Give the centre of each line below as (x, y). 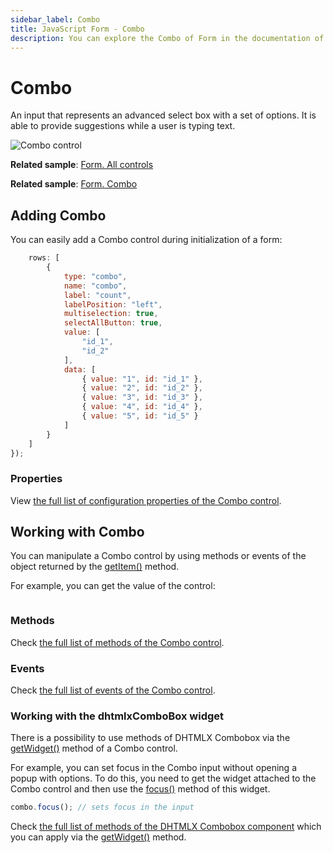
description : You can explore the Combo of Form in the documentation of (167, 38)
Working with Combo (77, 532)
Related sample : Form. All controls (82, 165)
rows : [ (44, 258)
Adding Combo (58, 215)
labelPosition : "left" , (113, 304)
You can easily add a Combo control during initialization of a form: (146, 240)
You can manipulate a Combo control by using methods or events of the (158, 556)
